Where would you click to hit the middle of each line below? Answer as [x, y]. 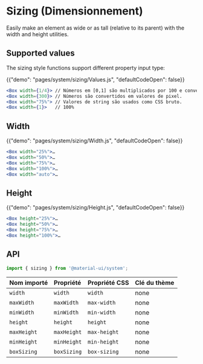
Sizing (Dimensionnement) [75, 11]
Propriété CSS [108, 283]
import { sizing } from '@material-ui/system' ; [67, 268]
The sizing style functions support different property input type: [85, 68]
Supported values [40, 53]
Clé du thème [155, 283]
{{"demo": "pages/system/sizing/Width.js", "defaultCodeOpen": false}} [95, 141]
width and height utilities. [37, 34]
